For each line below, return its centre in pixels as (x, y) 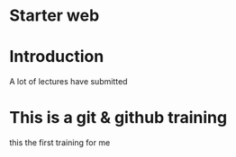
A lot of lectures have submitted (68, 82)
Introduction (57, 57)
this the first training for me (60, 143)
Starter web (54, 16)
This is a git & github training (118, 118)
